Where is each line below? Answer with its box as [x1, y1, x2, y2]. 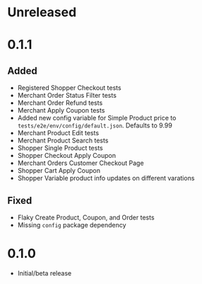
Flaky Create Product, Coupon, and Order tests [17, 213, 155, 222]
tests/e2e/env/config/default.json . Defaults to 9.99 [17, 121, 173, 130]
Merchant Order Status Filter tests [17, 91, 117, 100]
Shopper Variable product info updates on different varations [17, 174, 195, 183]
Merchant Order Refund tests [17, 98, 103, 107]
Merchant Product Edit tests [17, 129, 100, 137]
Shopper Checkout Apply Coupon [17, 152, 117, 160]
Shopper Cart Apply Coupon [17, 166, 101, 175]
